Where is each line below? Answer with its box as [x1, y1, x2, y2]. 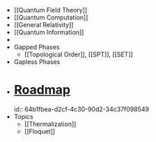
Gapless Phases [13, 58, 61, 65]
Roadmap [13, 82, 71, 98]
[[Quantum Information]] [13, 28, 84, 36]
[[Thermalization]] [24, 120, 77, 128]
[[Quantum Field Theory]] [13, 6, 88, 14]
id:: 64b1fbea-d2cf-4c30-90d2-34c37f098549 [13, 104, 150, 113]
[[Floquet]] [24, 127, 56, 135]
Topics [13, 112, 33, 120]
